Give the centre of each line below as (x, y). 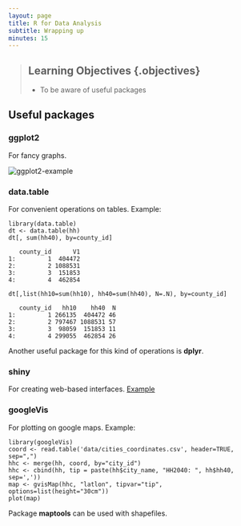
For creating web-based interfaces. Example (82, 389)
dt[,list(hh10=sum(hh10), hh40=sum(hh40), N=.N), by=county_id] (118, 294)
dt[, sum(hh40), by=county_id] (60, 238)
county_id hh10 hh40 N (67, 308)
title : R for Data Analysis (55, 23)
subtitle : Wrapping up (46, 30)
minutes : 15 (28, 38)
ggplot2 (24, 138)
